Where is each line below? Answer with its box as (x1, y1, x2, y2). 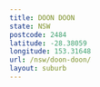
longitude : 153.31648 (9, 47, 92, 56)
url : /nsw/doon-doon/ (9, 55, 92, 64)
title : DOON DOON (9, 13, 75, 23)
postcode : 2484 (9, 30, 67, 39)
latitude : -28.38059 (9, 38, 88, 48)
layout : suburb (9, 64, 67, 73)
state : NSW (9, 22, 51, 31)
